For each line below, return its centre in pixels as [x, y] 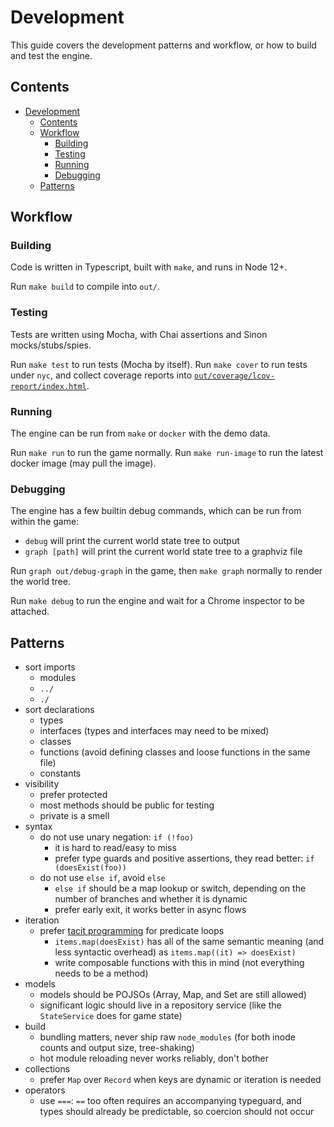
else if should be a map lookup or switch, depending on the [180, 888]
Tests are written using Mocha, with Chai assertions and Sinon [139, 334]
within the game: [45, 522]
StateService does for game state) [111, 1016]
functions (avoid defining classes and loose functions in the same [175, 752]
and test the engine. [51, 55]
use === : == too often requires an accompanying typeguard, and [170, 1101]
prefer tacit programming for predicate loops [132, 931]
